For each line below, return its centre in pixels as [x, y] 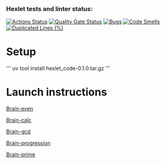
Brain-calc [19, 120]
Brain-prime [21, 155]
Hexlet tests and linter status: [50, 9]
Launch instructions [57, 92]
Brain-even [20, 109]
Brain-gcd [18, 131]
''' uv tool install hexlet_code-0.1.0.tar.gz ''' [58, 68]
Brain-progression [28, 143]
